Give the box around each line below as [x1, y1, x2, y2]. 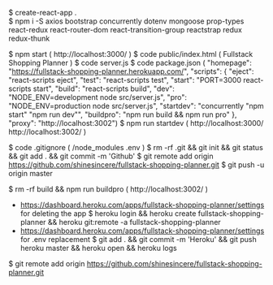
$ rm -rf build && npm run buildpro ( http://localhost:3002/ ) [8, 184, 209, 194]
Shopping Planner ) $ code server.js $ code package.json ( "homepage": [8, 58, 252, 67]
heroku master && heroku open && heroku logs [19, 244, 177, 253]
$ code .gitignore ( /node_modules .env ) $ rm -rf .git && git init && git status [8, 143, 264, 152]
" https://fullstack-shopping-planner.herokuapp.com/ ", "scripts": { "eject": [8, 67, 254, 76]
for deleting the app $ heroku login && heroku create [19, 209, 197, 218]
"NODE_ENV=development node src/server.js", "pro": [8, 93, 187, 101]
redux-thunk [8, 33, 50, 43]
